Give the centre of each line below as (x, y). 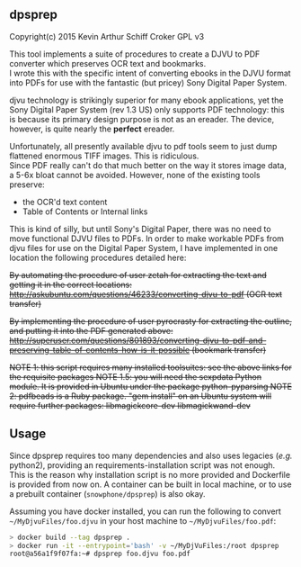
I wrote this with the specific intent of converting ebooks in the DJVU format (150, 73)
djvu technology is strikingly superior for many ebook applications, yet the (146, 100)
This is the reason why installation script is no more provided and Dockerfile (150, 474)
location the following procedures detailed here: (98, 257)
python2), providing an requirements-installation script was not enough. (142, 465)
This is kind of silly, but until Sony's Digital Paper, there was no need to (140, 229)
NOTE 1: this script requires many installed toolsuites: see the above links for (150, 367)
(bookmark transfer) (229, 349)
